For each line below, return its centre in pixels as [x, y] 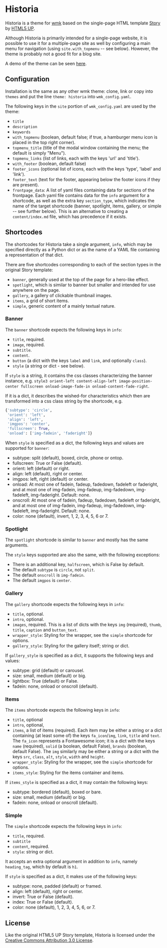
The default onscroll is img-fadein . [48, 575]
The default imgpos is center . [42, 580]
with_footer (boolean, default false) [49, 164]
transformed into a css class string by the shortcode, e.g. [64, 401]
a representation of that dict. [34, 255]
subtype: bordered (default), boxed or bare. [57, 792]
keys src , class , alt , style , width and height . [59, 757]
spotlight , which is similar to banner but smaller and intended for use [84, 285]
